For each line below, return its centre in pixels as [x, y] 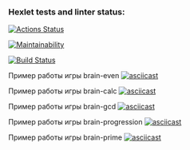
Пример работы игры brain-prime [65, 137]
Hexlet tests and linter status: [67, 12]
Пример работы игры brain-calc [63, 91]
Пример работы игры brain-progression [75, 122]
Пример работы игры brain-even [64, 76]
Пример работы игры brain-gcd [62, 107]
